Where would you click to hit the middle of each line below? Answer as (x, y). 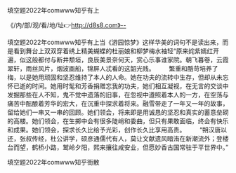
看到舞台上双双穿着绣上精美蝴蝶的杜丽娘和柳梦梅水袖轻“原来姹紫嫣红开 (116, 51)
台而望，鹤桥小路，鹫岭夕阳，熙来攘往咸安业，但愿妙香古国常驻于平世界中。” (118, 147)
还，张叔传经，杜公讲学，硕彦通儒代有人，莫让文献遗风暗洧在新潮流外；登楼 (118, 138)
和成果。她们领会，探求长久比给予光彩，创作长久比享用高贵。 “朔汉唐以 (117, 130)
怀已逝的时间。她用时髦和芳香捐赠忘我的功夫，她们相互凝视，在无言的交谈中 (118, 86)
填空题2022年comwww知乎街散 (53, 162)
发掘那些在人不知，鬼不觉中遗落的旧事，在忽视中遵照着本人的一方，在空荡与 (118, 95)
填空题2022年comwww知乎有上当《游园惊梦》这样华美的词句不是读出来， (115, 42)
